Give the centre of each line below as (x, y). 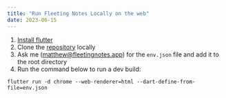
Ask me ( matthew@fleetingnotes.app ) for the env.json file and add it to (118, 54)
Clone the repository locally (56, 47)
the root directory (42, 61)
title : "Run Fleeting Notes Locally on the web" (78, 13)
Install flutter (35, 39)
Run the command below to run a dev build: (79, 69)
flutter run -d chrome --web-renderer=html (71, 81)
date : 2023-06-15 (32, 20)
